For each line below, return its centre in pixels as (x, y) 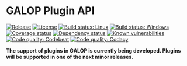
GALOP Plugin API (50, 11)
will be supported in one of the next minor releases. (70, 57)
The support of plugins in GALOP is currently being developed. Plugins (93, 50)
